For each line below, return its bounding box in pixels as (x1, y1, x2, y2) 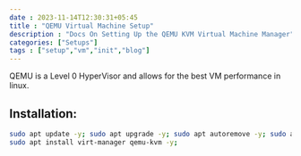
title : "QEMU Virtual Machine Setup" (9, 21, 154, 30)
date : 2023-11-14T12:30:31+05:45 (9, 12, 139, 22)
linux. (9, 80, 30, 91)
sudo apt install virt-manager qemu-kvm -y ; (9, 137, 178, 147)
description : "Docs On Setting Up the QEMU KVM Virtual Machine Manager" (9, 29, 295, 38)
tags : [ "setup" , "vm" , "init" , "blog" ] (9, 46, 150, 55)
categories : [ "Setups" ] (9, 37, 99, 47)
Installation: (9, 106, 78, 121)
